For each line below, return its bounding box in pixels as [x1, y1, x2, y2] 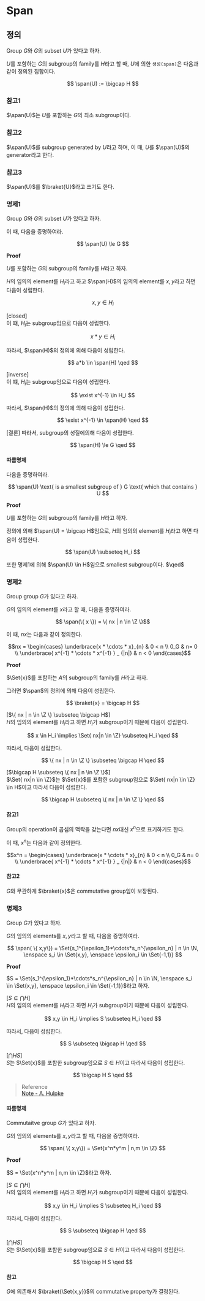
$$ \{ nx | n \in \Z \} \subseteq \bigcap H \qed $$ [41, 757, 165, 764]
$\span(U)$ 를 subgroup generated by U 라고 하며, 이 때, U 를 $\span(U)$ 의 [6, 143, 190, 151]
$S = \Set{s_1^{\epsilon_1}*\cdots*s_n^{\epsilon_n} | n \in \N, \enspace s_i [6, 975, 193, 982]
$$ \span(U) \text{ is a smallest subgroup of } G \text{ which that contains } [8, 483, 198, 490]
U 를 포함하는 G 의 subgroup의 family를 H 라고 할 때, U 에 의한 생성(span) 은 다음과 [6, 60, 199, 67]
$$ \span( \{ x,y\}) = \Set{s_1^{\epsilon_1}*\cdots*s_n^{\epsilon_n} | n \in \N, [7, 945, 199, 952]
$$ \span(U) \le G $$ [76, 240, 130, 248]
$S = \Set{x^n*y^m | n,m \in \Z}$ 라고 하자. [6, 1169, 112, 1177]
